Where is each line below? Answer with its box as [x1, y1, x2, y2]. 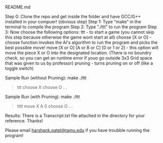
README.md [5, 4, 31, 10]
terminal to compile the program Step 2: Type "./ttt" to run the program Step [5, 24, 157, 30]
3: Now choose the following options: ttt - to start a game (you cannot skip [5, 29, 155, 35]
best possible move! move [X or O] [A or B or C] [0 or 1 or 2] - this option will [5, 45, 159, 50]
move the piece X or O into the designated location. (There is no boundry [5, 50, 152, 56]
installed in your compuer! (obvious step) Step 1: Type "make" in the [5, 19, 141, 24]
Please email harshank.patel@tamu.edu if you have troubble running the [5, 127, 150, 133]
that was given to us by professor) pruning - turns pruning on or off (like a [5, 61, 153, 66]
